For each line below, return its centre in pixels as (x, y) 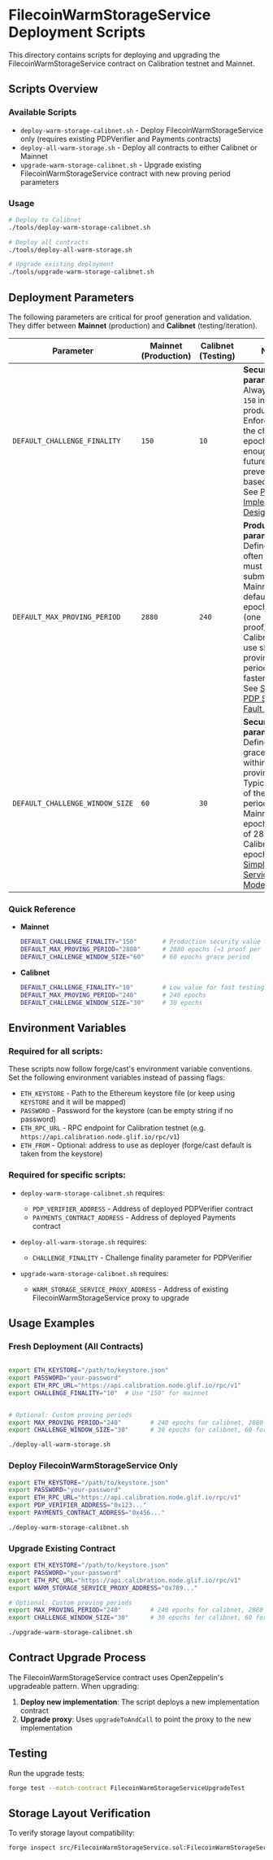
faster (254, 678)
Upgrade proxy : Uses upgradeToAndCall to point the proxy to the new (136, 1719)
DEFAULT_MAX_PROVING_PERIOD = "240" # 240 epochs (113, 995)
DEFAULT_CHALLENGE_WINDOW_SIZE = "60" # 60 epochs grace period (135, 957)
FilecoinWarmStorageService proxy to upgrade (110, 1297)
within (255, 762)
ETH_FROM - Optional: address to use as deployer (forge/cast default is (136, 1145)
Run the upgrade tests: (47, 1773)
